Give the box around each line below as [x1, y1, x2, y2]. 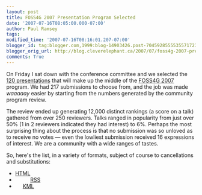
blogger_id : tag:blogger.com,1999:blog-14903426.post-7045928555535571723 [6, 43, 198, 49]
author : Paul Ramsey [6, 25, 58, 32]
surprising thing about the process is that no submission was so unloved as [6, 127, 193, 134]
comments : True [6, 54, 44, 60]
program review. [6, 96, 47, 103]
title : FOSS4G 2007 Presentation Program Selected [6, 14, 136, 21]
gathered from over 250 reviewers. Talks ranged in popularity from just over [6, 114, 194, 121]
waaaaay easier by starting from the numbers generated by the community [6, 89, 194, 97]
